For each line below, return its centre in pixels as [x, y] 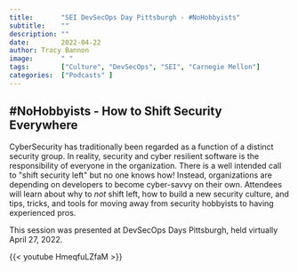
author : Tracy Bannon [49, 51]
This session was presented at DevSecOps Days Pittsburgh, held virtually [144, 230]
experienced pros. [43, 212]
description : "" [39, 34]
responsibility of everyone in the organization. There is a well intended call [145, 165]
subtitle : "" [39, 26]
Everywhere [44, 125]
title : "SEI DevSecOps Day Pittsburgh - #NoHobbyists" [125, 17]
